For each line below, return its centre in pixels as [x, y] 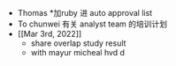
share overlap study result [78, 43]
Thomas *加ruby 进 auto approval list [85, 13]
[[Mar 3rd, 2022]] [50, 34]
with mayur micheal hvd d [78, 52]
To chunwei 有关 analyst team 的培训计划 [92, 24]
